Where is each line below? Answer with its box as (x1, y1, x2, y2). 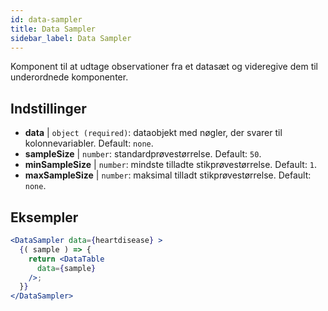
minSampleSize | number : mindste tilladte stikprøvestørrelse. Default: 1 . (24, 159, 318, 171)
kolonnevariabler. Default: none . (24, 137, 154, 150)
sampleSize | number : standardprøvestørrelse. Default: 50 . (24, 148, 262, 160)
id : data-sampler (10, 14, 83, 25)
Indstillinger (10, 100, 87, 117)
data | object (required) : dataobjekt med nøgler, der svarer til (24, 127, 283, 139)
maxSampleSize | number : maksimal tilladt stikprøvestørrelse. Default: (24, 169, 312, 181)
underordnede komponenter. (10, 71, 129, 83)
